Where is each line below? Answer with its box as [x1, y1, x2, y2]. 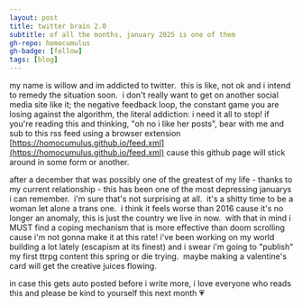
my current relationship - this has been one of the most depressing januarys [9, 184, 292, 194]
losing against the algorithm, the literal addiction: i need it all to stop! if [9, 109, 270, 119]
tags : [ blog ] [9, 55, 59, 64]
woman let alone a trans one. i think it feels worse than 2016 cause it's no [9, 203, 284, 213]
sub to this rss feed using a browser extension [9, 128, 181, 138]
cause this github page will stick [166, 147, 286, 158]
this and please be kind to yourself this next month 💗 [9, 288, 206, 298]
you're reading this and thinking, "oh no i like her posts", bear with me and [9, 118, 285, 129]
